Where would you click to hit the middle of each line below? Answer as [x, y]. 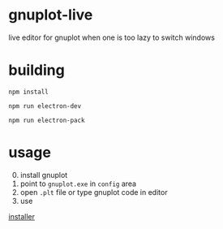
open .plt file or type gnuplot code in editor [94, 192]
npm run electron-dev [45, 106]
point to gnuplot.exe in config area [78, 184]
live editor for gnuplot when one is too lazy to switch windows [111, 37]
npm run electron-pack [47, 120]
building [36, 70]
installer [21, 216]
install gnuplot [44, 175]
